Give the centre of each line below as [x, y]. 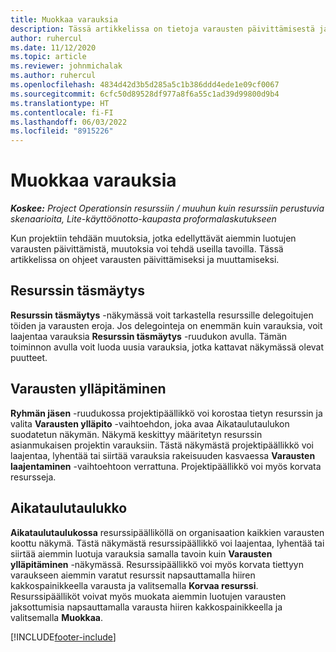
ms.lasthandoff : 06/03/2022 [69, 122]
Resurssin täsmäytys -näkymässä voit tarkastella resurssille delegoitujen [162, 315]
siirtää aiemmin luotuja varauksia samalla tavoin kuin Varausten [141, 553]
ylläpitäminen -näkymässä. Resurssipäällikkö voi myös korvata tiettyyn [157, 564]
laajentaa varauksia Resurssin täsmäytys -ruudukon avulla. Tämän [149, 336]
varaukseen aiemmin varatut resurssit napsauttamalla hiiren [133, 575]
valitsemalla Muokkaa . [57, 617]
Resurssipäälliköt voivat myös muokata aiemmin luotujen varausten [148, 596]
